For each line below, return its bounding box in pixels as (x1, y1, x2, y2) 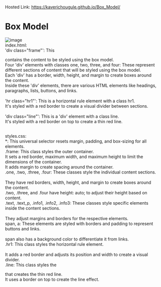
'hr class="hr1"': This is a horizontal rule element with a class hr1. (5, 98, 135, 104)
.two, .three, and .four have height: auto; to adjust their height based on (5, 190, 147, 195)
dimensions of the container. (5, 159, 62, 164)
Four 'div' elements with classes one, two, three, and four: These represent (5, 62, 155, 67)
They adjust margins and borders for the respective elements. (5, 215, 129, 221)
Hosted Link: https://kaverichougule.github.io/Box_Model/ (5, 4, 120, 10)
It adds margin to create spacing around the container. (5, 164, 114, 170)
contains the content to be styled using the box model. (5, 57, 114, 63)
